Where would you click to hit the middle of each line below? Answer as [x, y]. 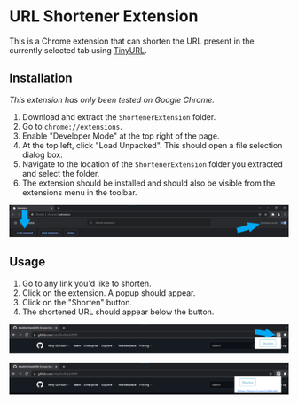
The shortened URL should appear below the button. [118, 312]
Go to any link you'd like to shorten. [87, 283]
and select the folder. [61, 173]
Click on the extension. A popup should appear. [109, 293]
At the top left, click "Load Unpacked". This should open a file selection [152, 145]
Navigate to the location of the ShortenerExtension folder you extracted [152, 164]
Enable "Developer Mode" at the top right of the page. [121, 136]
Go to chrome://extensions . [72, 126]
